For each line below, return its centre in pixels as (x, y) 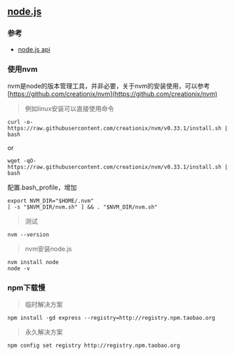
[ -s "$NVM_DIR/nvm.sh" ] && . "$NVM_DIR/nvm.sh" (83, 207)
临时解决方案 (44, 305)
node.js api (34, 49)
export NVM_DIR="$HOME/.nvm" (51, 201)
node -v (19, 268)
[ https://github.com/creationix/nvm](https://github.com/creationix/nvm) (112, 94)
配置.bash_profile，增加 (42, 187)
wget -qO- (22, 161)
